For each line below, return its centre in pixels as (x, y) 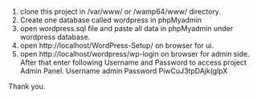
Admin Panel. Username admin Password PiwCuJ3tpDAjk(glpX (124, 71)
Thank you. (27, 86)
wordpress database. (55, 37)
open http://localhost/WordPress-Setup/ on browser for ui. (117, 46)
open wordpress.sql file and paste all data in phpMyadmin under (126, 28)
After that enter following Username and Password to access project (133, 62)
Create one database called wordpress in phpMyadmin (111, 20)
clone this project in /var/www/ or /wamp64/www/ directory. (120, 12)
